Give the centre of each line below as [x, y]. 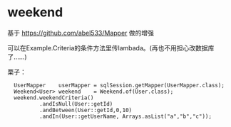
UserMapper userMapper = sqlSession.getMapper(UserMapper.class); [119, 85]
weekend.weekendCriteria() [54, 98]
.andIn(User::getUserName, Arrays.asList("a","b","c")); [125, 116]
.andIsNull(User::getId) [76, 104]
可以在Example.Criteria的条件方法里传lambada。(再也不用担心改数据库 [111, 48]
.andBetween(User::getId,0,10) [86, 110]
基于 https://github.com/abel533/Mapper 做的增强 [81, 33]
